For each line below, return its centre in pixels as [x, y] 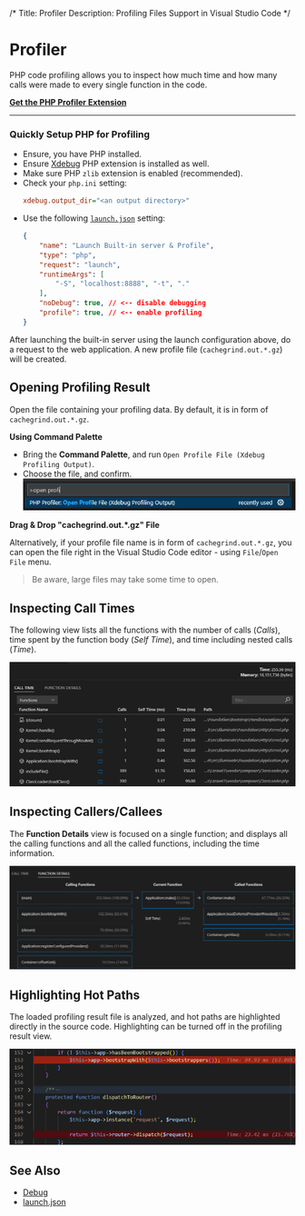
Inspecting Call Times [72, 608]
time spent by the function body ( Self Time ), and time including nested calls [151, 640]
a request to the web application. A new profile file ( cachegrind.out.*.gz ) [146, 349]
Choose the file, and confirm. [77, 473]
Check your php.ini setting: [74, 183]
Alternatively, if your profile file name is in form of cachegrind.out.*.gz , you [151, 543]
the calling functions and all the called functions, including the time [135, 843]
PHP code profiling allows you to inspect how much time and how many [143, 75]
